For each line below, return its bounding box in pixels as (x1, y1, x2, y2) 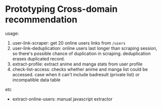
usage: (5, 30, 19, 36)
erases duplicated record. (12, 55, 65, 61)
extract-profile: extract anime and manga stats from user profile (12, 61, 143, 67)
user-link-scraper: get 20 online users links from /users (12, 40, 126, 46)
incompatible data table (12, 77, 61, 83)
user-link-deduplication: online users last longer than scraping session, (12, 45, 158, 51)
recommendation (5, 14, 78, 25)
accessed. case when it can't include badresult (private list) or (12, 71, 140, 77)
